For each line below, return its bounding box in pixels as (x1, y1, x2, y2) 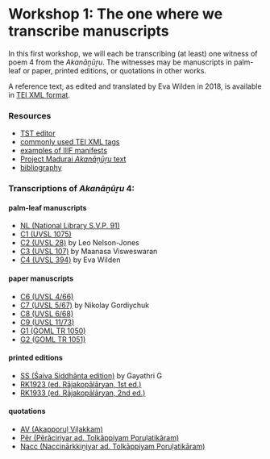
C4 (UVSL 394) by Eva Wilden (19, 255, 121, 265)
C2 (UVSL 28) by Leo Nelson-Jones (19, 238, 139, 248)
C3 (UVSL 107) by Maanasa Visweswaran (19, 247, 158, 257)
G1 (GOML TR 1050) (19, 326, 86, 336)
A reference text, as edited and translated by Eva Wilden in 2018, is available (8, 81, 262, 91)
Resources (8, 110, 52, 121)
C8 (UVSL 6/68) (19, 308, 74, 319)
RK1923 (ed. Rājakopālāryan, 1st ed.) (19, 379, 142, 389)
